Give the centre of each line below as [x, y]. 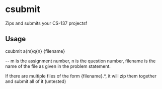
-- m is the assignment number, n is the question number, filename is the [80, 61]
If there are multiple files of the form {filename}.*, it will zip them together [81, 76]
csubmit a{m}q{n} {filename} [35, 51]
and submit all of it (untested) [36, 81]
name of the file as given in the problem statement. [58, 66]
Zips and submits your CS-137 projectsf [46, 23]
